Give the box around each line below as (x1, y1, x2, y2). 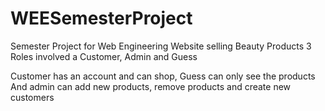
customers (10, 91, 55, 103)
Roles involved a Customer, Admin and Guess (10, 50, 198, 62)
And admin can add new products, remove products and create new (10, 80, 292, 92)
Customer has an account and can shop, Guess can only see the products (10, 70, 316, 82)
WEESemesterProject (10, 7, 193, 30)
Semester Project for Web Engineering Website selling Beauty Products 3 (10, 40, 312, 52)
